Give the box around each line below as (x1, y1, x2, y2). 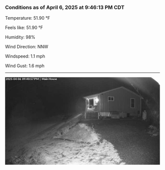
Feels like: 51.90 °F (5, 25, 43, 31)
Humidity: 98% (5, 34, 36, 40)
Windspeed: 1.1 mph (5, 53, 46, 59)
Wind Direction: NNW (5, 44, 49, 50)
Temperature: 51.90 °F (5, 15, 51, 21)
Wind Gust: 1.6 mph (5, 63, 45, 69)
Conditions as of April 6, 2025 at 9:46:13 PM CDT (5, 4, 125, 11)
